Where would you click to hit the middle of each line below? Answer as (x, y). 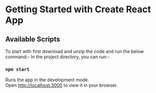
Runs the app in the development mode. (47, 80)
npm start (17, 69)
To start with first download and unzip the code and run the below (75, 51)
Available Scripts (33, 39)
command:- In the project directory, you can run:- (57, 57)
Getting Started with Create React (78, 9)
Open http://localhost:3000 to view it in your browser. (62, 85)
